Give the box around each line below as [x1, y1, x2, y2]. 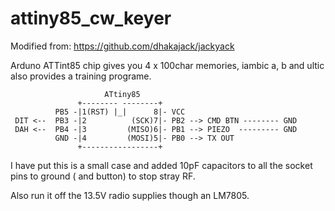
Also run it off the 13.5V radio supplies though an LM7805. [10, 189, 250, 201]
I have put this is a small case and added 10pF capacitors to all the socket [10, 159, 313, 171]
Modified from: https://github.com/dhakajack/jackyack [10, 40, 235, 52]
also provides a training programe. [10, 70, 152, 82]
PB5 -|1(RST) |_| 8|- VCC [54, 107, 186, 117]
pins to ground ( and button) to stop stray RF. [10, 170, 196, 182]
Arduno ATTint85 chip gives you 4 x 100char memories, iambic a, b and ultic [10, 59, 325, 71]
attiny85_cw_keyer [10, 7, 172, 30]
